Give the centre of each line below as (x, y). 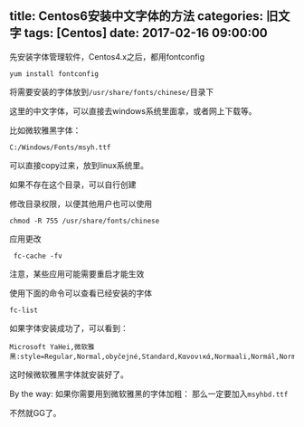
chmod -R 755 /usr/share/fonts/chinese (85, 221)
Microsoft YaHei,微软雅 (52, 346)
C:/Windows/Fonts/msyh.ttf (60, 147)
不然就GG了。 (35, 413)
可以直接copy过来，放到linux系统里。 (79, 165)
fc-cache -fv (38, 256)
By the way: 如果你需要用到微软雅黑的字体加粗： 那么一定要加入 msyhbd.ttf (149, 394)
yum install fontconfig (54, 74)
